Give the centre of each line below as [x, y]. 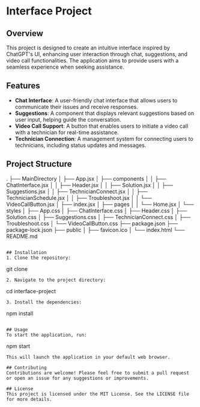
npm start [18, 346]
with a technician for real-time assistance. [67, 132]
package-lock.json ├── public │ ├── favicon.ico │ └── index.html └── [95, 229]
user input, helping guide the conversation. [68, 119]
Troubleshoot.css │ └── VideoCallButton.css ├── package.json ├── [92, 223]
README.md [22, 236]
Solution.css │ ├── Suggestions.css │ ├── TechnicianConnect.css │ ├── [98, 217]
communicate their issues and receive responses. [76, 107]
